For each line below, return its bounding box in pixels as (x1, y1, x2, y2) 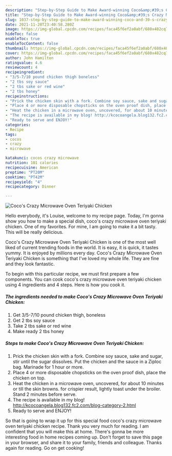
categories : (5, 122, 31, 127)
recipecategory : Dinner (5, 184, 56, 189)
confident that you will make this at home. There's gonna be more (5, 429, 144, 435)
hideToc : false (5, 31, 38, 37)
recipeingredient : (5, 70, 45, 75)
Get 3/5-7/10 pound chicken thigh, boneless (12, 312, 106, 318)
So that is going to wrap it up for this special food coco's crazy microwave (5, 417, 162, 424)
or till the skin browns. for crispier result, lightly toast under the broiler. (12, 386, 161, 392)
